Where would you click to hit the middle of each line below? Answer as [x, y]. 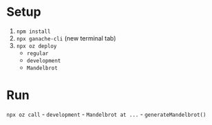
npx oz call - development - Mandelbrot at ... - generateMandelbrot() [106, 114]
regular [37, 53]
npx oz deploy [36, 46]
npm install [33, 32]
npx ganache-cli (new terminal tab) [66, 38]
